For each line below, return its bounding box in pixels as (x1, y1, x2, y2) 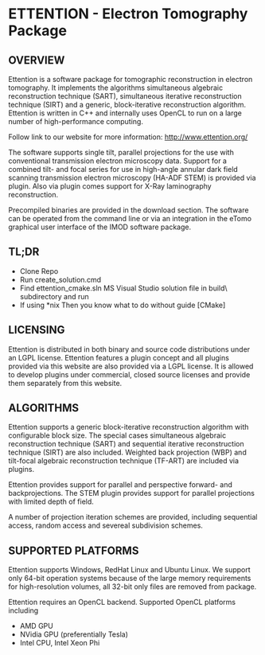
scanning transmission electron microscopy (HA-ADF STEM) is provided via (8, 173, 256, 182)
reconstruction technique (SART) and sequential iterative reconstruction (8, 439, 244, 449)
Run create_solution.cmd (19, 275, 102, 284)
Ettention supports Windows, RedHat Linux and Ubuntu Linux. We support (8, 565, 251, 575)
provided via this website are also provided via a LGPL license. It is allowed (8, 361, 254, 371)
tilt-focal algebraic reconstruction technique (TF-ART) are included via (8, 456, 240, 466)
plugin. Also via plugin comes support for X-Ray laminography (8, 181, 212, 191)
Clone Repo (19, 266, 59, 275)
